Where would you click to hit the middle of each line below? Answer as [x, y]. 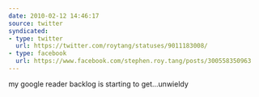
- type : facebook [38, 53]
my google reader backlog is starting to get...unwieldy [98, 84]
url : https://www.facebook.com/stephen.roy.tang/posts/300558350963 [134, 61]
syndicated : [28, 31]
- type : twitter [36, 38]
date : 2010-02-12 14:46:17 [54, 16]
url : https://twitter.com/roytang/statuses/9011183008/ [112, 46]
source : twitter [36, 23]
